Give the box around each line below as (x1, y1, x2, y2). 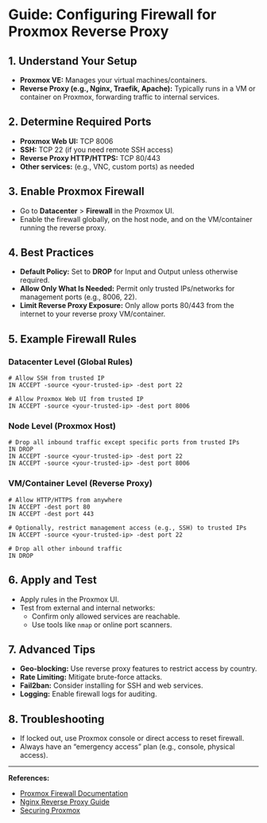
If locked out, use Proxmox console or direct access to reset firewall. (19, 734, 245, 743)
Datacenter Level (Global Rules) (8, 356, 133, 367)
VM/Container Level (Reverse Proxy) (8, 478, 153, 489)
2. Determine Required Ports (8, 115, 152, 129)
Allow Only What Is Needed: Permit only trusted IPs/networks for (19, 284, 235, 294)
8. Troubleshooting (8, 712, 105, 726)
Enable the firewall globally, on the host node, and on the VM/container (19, 214, 253, 224)
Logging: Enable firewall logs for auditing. (19, 689, 157, 699)
